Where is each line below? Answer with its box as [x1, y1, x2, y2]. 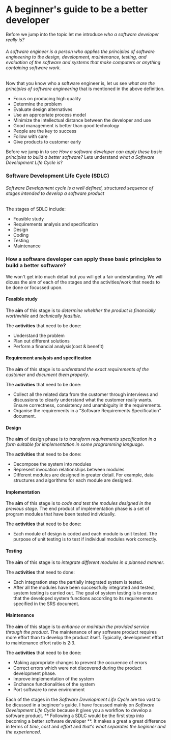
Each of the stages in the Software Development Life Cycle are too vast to [6, 696, 161, 702]
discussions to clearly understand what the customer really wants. [13, 396, 153, 403]
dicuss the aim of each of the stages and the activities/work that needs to [6, 279, 160, 285]
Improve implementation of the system [13, 675, 94, 681]
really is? [6, 37, 25, 43]
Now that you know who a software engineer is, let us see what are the [6, 80, 155, 87]
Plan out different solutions [13, 337, 70, 344]
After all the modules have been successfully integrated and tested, [13, 584, 155, 590]
